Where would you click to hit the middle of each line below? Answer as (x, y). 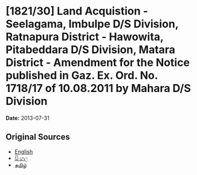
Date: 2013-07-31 (27, 118)
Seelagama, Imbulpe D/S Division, (92, 24)
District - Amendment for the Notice (98, 63)
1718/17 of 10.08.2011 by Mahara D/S (98, 88)
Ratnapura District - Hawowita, (85, 37)
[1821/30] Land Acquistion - (77, 11)
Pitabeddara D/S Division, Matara (91, 50)
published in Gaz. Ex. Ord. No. (82, 75)
